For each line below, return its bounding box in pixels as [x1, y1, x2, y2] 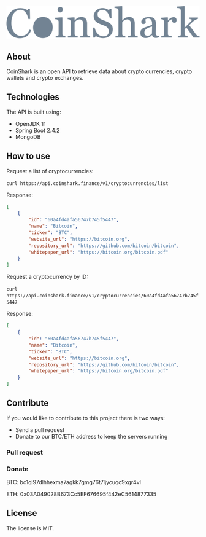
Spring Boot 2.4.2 [15, 127, 60, 134]
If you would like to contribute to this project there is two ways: [6, 414, 166, 421]
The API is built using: [6, 108, 61, 116]
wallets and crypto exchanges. [6, 74, 84, 81]
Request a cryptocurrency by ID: [6, 273, 89, 281]
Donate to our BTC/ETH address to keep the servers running [15, 433, 168, 440]
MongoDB [15, 133, 41, 141]
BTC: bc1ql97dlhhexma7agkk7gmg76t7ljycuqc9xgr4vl [6, 479, 141, 486]
